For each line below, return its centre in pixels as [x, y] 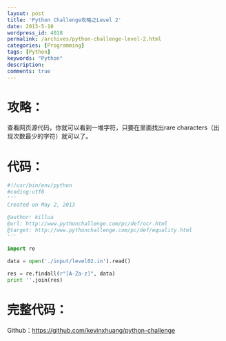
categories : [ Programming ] [46, 45]
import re [21, 249]
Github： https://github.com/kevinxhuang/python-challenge [91, 330]
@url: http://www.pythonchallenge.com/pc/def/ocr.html [88, 224]
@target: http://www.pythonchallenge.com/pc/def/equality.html [100, 230]
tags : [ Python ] [29, 52]
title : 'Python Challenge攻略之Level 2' [64, 20]
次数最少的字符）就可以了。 [52, 136]
